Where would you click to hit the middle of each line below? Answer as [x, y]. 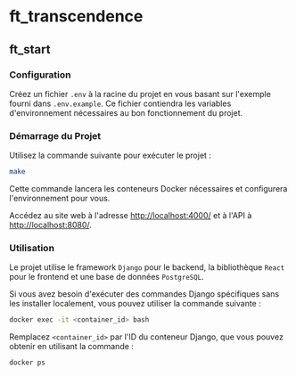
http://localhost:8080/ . [50, 225]
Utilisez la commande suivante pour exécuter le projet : [111, 155]
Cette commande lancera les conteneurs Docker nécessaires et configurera [148, 189]
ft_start [30, 49]
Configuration [40, 75]
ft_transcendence [76, 16]
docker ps [28, 363]
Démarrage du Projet [55, 135]
